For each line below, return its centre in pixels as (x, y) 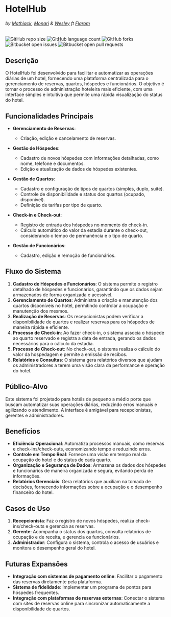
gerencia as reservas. (72, 526)
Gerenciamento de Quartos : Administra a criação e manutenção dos (85, 300)
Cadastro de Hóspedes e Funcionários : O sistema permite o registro (85, 283)
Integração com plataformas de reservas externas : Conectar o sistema (89, 598)
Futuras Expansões (36, 564)
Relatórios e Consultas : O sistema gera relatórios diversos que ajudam (87, 360)
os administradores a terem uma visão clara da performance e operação (89, 365)
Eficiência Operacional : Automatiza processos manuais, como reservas (88, 444)
